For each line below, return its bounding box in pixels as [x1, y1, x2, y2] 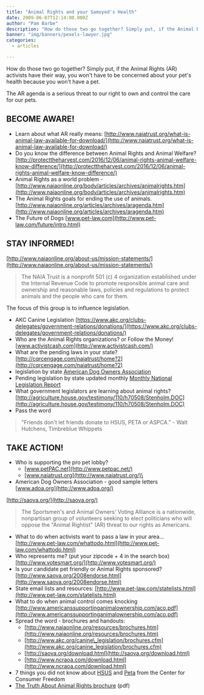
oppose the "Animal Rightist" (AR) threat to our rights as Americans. [21, 521, 191, 529]
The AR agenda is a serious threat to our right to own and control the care [6, 90, 191, 97]
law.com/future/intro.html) [15, 221, 81, 228]
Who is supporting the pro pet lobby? [15, 458, 109, 466]
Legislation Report [15, 380, 61, 388]
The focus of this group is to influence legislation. [6, 304, 131, 312]
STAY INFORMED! [6, 238, 75, 249]
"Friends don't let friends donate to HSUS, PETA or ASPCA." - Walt [21, 418, 188, 426]
